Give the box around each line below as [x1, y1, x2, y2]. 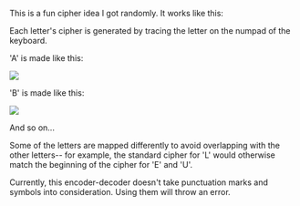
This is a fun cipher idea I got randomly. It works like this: [9, 8, 223, 18]
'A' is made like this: [9, 53, 84, 63]
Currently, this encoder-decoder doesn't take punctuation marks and [9, 177, 269, 188]
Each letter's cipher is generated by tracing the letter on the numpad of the [9, 26, 291, 36]
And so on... [9, 122, 55, 133]
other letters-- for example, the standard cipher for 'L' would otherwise [9, 149, 275, 160]
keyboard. [9, 36, 47, 46]
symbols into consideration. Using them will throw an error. [9, 187, 231, 197]
